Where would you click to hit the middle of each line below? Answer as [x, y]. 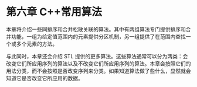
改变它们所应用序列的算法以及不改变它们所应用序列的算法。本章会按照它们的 [98, 63]
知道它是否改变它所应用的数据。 [45, 78]
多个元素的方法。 [37, 44]
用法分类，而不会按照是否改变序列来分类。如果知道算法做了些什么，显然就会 [98, 71]
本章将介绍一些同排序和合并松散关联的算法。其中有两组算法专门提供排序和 [96, 29]
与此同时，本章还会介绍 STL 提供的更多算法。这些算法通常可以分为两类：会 [97, 56]
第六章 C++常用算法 [54, 12]
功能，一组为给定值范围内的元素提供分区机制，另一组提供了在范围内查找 [98, 36]
